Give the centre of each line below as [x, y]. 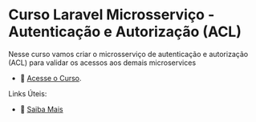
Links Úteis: [28, 93]
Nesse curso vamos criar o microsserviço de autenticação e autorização [128, 54]
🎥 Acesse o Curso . [51, 78]
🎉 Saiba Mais [41, 109]
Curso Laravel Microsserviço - [112, 15]
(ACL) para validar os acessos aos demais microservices [102, 63]
